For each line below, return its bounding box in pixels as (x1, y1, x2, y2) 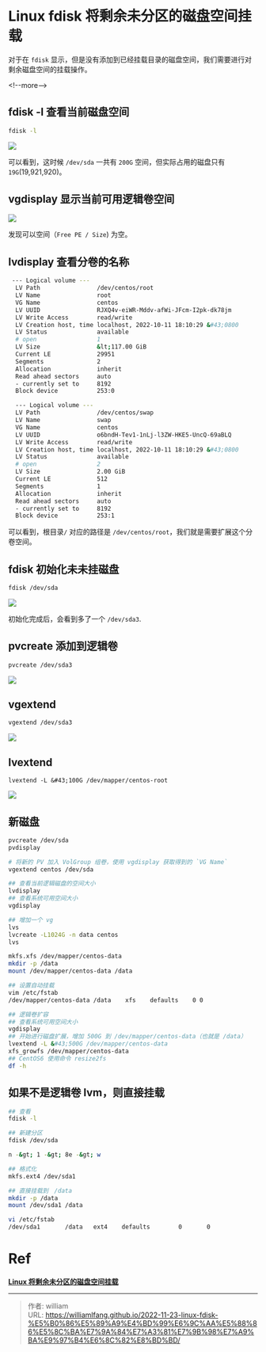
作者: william (27, 1301, 69, 1311)
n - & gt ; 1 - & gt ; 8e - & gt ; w (8, 1151, 101, 1159)
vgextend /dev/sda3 (8, 718, 73, 727)
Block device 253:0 (15, 387, 115, 395)
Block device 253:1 (15, 512, 115, 520)
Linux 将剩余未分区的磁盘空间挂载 (8, 1277, 119, 1286)
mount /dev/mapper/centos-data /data (8, 967, 133, 975)
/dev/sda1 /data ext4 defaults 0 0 (8, 1223, 211, 1232)
